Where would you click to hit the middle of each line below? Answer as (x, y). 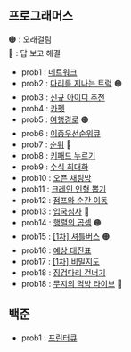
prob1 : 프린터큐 (49, 338)
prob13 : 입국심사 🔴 (55, 211)
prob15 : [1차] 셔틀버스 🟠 (65, 236)
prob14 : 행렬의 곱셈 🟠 (61, 222)
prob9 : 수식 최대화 (55, 167)
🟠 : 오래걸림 (30, 39)
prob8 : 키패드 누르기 (58, 155)
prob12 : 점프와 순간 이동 (65, 200)
